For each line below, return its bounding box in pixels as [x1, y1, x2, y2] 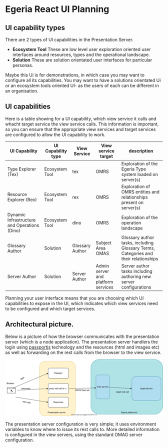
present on [121, 199, 144, 205]
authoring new [121, 273, 151, 279]
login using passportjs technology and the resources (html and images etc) [5, 344, 160, 350]
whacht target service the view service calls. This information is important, [5, 121, 159, 127]
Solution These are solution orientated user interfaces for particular [12, 57, 152, 63]
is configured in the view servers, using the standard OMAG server [5, 431, 143, 437]
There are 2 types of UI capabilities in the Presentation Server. [5, 36, 133, 42]
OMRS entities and [121, 188, 160, 194]
